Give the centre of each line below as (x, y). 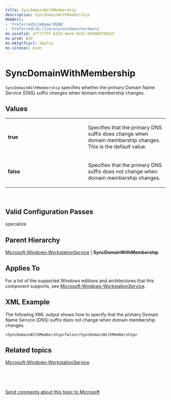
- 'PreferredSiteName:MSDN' (35, 24)
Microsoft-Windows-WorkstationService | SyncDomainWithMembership (82, 252)
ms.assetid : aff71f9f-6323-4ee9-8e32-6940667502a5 (60, 34)
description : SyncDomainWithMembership (48, 15)
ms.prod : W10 (19, 39)
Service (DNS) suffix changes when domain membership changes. (75, 93)
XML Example (27, 302)
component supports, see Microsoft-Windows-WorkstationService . (76, 286)
